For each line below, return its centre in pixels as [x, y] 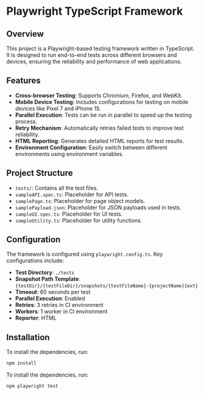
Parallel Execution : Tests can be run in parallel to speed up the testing [103, 115]
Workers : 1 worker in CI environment [61, 312]
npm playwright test [33, 386]
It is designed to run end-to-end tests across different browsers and [92, 55]
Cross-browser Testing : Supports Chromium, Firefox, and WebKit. [99, 95]
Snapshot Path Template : [47, 279]
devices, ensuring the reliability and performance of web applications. [94, 61]
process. [26, 121]
